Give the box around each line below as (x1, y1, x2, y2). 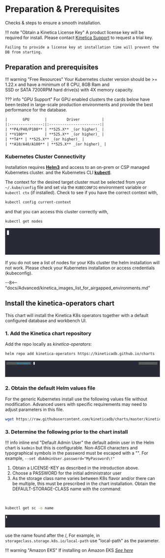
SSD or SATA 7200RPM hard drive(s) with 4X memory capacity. (5, 86, 134, 92)
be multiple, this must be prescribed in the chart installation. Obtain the (12, 480, 156, 486)
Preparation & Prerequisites (5, 3, 120, 15)
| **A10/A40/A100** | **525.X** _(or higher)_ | (5, 142, 107, 147)
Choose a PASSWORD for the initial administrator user (12, 470, 122, 476)
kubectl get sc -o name (5, 505, 54, 511)
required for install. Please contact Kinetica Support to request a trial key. (5, 35, 153, 40)
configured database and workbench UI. (5, 318, 87, 323)
